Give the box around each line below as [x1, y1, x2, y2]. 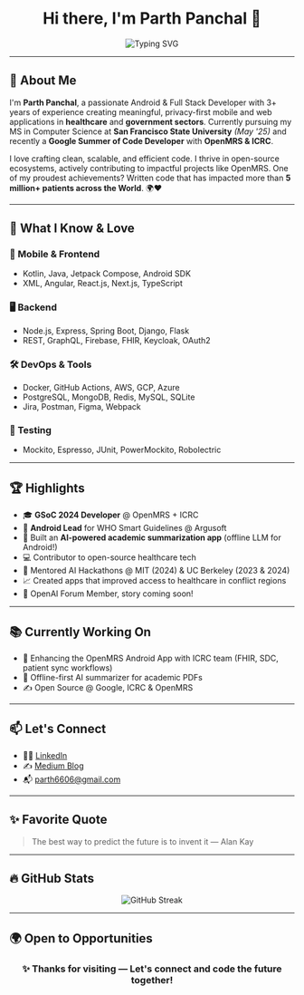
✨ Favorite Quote [9, 812, 108, 827]
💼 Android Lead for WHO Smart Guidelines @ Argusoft [22, 523, 227, 534]
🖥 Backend [9, 301, 57, 314]
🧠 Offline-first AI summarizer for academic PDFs [22, 671, 204, 682]
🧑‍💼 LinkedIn [22, 749, 68, 760]
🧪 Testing [9, 423, 52, 436]
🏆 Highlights [9, 480, 85, 496]
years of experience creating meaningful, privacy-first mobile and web [9, 106, 273, 117]
